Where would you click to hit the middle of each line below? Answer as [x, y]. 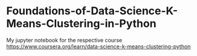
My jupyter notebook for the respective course [64, 40]
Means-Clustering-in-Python [81, 24]
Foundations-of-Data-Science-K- [92, 11]
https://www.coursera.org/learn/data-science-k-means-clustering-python [98, 46]
